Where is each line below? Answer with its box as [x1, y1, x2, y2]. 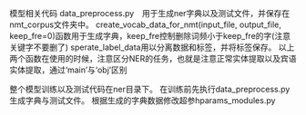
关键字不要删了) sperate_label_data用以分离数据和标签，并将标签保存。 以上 [9, 42, 295, 53]
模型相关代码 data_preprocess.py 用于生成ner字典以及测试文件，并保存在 [9, 8, 291, 18]
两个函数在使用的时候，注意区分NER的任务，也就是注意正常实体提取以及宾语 [9, 53, 297, 63]
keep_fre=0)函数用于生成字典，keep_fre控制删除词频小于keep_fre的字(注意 [9, 31, 291, 41]
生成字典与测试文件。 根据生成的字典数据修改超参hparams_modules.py [9, 95, 276, 106]
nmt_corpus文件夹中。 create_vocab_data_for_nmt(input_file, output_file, [9, 19, 282, 30]
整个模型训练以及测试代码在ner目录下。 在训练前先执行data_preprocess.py [9, 84, 291, 94]
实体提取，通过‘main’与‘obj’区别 [9, 64, 127, 75]
